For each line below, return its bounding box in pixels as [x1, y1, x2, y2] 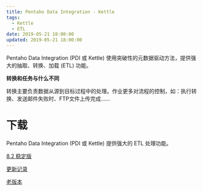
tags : [6, 15, 20, 21]
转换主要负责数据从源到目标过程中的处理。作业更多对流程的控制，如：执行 [6, 88, 192, 94]
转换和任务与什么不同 [6, 75, 59, 82]
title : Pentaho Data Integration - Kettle [6, 8, 115, 15]
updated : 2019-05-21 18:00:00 [6, 37, 83, 43]
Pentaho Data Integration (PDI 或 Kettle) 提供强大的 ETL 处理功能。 [6, 140, 172, 147]
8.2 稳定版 [6, 152, 32, 160]
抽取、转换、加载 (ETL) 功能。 [16, 62, 92, 69]
